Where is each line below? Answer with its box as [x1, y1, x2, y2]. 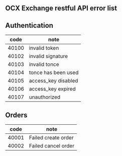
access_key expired [29, 86, 76, 93]
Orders [5, 111, 28, 119]
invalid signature [29, 53, 68, 60]
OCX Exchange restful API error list [5, 4, 117, 13]
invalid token [29, 45, 59, 52]
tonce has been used [29, 69, 79, 76]
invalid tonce [29, 61, 59, 68]
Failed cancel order [29, 142, 74, 149]
